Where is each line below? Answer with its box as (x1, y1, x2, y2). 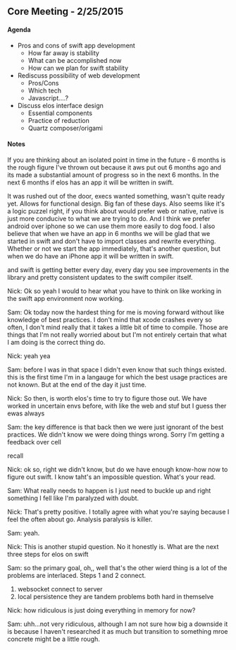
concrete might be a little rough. (7, 634, 100, 643)
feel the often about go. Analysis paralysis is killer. (7, 515, 153, 524)
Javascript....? (27, 93, 69, 102)
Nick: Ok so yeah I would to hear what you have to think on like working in (7, 286, 222, 295)
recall (7, 451, 23, 460)
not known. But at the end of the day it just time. (7, 380, 147, 389)
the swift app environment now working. (7, 294, 125, 302)
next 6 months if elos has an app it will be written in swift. (7, 178, 174, 187)
